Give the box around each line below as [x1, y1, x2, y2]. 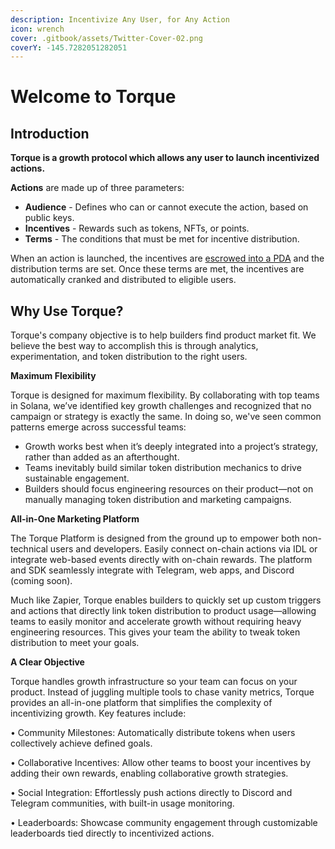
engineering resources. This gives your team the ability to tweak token [10, 626, 301, 638]
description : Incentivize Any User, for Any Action [10, 14, 230, 25]
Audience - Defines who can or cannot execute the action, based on [24, 201, 309, 213]
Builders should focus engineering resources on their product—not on [24, 483, 314, 495]
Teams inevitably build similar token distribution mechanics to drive [24, 462, 302, 474]
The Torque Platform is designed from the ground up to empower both [10, 532, 300, 545]
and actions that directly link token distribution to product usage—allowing [10, 605, 317, 617]
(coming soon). [10, 575, 73, 587]
